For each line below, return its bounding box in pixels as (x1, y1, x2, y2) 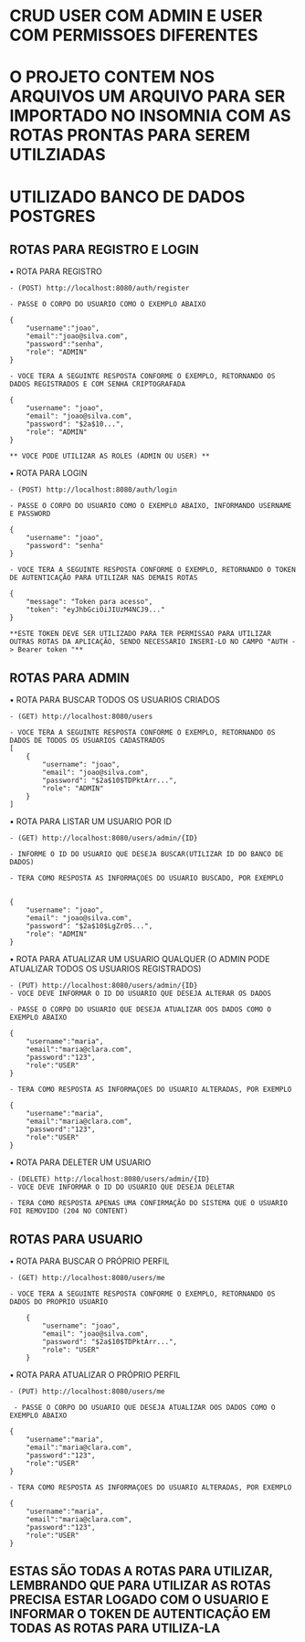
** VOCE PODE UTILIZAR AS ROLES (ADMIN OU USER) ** (9, 451, 210, 461)
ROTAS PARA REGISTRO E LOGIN (9, 241, 199, 257)
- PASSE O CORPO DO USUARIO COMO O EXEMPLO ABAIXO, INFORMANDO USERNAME (9, 502, 292, 511)
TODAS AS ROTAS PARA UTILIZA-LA (9, 1621, 221, 1637)
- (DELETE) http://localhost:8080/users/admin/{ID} (9, 1175, 210, 1184)
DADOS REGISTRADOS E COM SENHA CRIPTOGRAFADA (9, 380, 185, 389)
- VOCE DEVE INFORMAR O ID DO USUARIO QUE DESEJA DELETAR (9, 1182, 235, 1192)
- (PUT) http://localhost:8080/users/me (9, 1387, 166, 1396)
